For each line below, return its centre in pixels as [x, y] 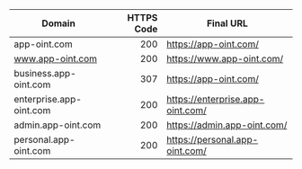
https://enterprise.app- [215, 99]
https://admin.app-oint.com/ [226, 125]
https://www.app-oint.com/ [225, 59]
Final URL [227, 23]
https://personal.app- [212, 140]
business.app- [45, 73]
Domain [59, 23]
